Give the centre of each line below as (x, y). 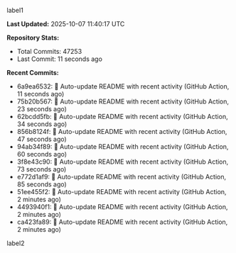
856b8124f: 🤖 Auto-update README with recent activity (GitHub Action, (122, 131)
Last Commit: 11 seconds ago (59, 59)
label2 (16, 243)
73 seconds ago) (42, 169)
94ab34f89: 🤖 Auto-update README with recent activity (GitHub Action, (123, 147)
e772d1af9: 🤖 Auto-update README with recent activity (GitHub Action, (122, 177)
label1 (15, 10)
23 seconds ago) (42, 109)
